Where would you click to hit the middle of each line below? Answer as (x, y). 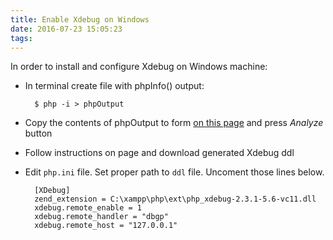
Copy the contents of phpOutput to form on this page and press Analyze (174, 123)
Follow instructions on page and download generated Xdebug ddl (159, 153)
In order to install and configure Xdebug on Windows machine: (139, 67)
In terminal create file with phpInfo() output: (114, 86)
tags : (21, 38)
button (38, 133)
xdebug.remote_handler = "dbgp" (101, 217)
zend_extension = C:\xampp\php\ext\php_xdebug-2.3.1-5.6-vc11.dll (175, 199)
